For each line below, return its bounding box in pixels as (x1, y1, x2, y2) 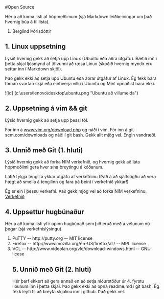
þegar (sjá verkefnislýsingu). (5, 226, 63, 232)
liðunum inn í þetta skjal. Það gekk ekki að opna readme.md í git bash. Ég (12, 283, 160, 289)
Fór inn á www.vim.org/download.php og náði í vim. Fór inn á (5, 127, 128, 133)
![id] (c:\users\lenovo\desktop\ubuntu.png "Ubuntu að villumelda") (5, 90, 139, 96)
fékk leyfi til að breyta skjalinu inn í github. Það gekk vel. (12, 289, 125, 295)
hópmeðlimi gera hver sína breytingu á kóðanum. (5, 164, 104, 170)
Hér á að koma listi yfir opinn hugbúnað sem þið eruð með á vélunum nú (5, 221, 150, 227)
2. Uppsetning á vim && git (5, 104, 87, 113)
